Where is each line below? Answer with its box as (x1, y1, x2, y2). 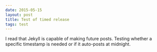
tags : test (5, 21, 29, 27)
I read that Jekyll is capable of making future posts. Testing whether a (5, 36, 152, 42)
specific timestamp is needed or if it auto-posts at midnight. (5, 41, 131, 47)
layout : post (5, 12, 33, 17)
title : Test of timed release (5, 17, 70, 22)
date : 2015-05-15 (5, 7, 42, 13)
